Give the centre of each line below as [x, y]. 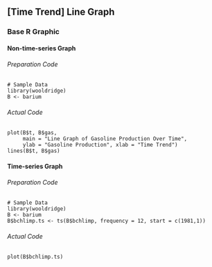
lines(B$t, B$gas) [34, 151]
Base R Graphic [34, 32]
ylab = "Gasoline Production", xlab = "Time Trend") [100, 145]
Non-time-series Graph [42, 48]
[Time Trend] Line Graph [61, 12]
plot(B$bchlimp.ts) [35, 257]
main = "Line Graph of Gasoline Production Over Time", [105, 139]
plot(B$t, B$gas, [32, 133]
